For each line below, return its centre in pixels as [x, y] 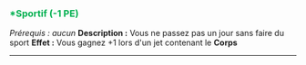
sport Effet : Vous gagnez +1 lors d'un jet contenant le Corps [124, 42]
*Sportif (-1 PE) [44, 14]
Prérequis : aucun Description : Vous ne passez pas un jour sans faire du [147, 33]
